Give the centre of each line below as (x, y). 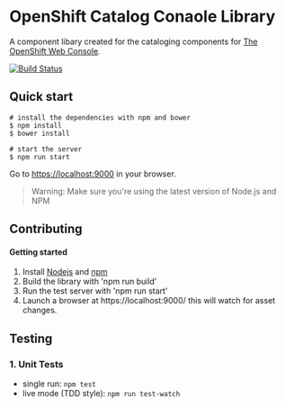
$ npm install (36, 125)
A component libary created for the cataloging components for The (134, 41)
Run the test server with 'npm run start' (95, 291)
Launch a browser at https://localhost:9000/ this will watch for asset (149, 301)
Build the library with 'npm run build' (89, 282)
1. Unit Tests (36, 364)
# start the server (46, 149)
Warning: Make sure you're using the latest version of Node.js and (154, 191)
